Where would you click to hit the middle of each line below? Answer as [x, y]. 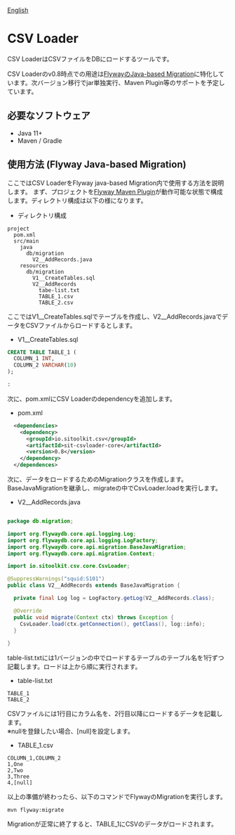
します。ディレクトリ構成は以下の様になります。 [77, 200]
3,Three [19, 777]
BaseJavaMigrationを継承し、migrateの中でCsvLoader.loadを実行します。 [115, 488]
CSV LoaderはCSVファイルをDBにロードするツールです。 [90, 58]
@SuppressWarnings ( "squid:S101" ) [56, 579]
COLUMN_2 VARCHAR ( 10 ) [45, 365]
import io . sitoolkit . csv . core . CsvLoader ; [69, 566]
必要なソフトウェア [49, 116]
